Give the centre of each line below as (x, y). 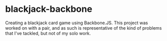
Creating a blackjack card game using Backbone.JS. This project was (77, 23)
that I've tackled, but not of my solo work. (48, 33)
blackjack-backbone (49, 9)
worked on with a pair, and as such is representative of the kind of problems (83, 28)
